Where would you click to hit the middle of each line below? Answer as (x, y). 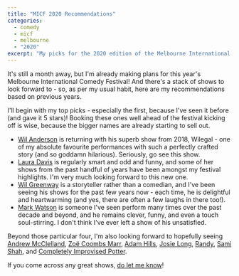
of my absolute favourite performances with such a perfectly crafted (118, 147)
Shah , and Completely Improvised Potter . (67, 251)
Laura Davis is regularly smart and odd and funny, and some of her (116, 161)
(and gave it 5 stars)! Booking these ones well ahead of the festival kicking (116, 117)
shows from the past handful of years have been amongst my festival (119, 169)
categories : (25, 21)
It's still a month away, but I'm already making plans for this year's (104, 74)
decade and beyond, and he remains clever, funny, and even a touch (118, 215)
